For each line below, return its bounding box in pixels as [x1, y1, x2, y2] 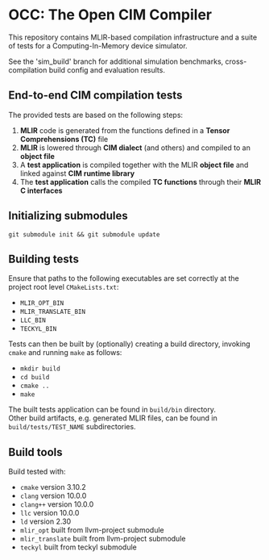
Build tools [8, 445, 63, 459]
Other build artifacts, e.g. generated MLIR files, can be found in [8, 413, 217, 423]
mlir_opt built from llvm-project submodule [19, 525, 164, 535]
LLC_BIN [19, 316, 46, 324]
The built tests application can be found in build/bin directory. [8, 405, 216, 415]
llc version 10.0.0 [19, 508, 80, 518]
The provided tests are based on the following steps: [8, 110, 184, 119]
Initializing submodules [8, 209, 129, 223]
